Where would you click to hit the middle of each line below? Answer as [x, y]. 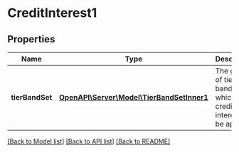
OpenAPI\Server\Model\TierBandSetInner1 [134, 97]
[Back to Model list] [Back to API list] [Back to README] [89, 141]
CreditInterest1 [52, 13]
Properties [31, 39]
